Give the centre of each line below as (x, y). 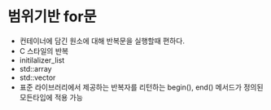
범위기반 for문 (52, 17)
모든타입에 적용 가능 (51, 97)
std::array (35, 68)
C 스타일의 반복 (44, 51)
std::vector (37, 77)
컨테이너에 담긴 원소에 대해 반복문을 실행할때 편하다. (102, 41)
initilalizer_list (42, 60)
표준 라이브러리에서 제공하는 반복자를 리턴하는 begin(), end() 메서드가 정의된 (141, 87)
